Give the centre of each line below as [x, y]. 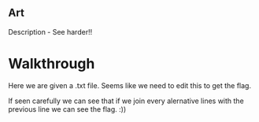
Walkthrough [52, 64]
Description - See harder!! [50, 31]
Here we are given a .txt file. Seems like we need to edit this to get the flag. [130, 85]
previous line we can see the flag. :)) [67, 109]
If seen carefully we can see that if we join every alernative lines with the [126, 101]
